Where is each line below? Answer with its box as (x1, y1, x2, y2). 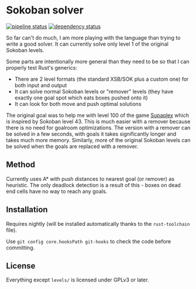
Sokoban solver (6, 4, 84, 17)
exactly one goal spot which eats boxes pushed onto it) (14, 94, 148, 101)
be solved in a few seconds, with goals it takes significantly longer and (6, 130, 177, 137)
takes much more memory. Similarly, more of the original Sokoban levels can (6, 136, 191, 143)
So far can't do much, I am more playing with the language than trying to (6, 34, 181, 41)
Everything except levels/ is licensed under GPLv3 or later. (6, 276, 149, 284)
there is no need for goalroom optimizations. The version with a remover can (6, 124, 191, 131)
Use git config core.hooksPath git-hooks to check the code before (6, 238, 171, 245)
